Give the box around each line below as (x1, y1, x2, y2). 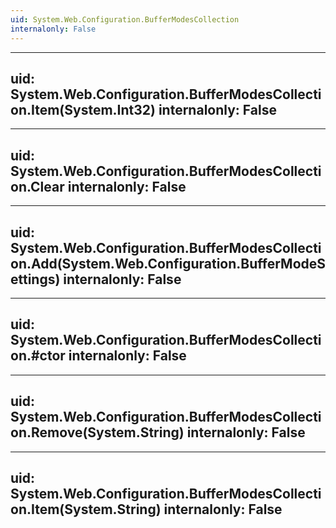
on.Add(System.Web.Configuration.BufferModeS (10, 255, 327, 272)
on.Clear (10, 178, 65, 195)
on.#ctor (10, 347, 66, 365)
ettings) (10, 271, 61, 288)
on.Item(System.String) (10, 501, 162, 518)
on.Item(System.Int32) (10, 101, 156, 118)
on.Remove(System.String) (10, 424, 185, 441)
